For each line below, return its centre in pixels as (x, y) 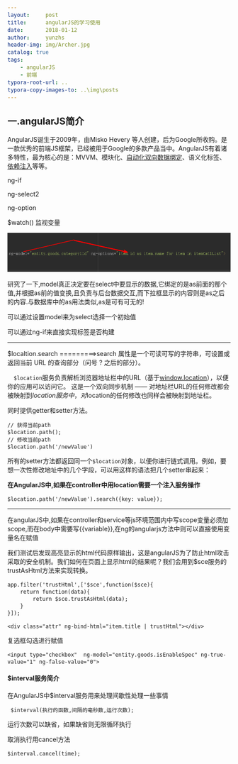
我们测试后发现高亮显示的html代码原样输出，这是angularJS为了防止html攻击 (118, 553)
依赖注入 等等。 (29, 166)
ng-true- (214, 655)
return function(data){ (55, 592)
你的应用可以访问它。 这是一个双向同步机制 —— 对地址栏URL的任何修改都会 (119, 386)
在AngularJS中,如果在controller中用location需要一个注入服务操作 (104, 485)
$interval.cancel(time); (44, 754)
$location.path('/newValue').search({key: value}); (85, 499)
